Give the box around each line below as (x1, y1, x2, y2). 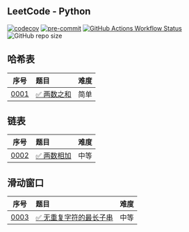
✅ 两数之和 (35, 89, 72, 99)
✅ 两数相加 (35, 151, 72, 161)
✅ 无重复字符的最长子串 (35, 212, 113, 222)
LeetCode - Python (7, 6, 91, 17)
